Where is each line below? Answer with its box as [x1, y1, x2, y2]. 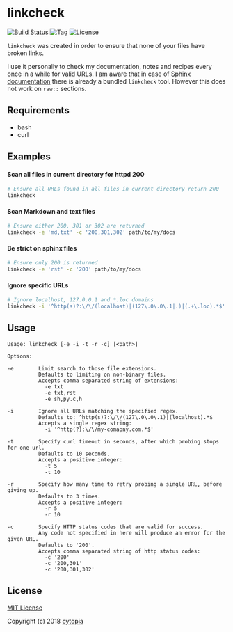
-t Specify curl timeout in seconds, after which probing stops [7, 438, 219, 445]
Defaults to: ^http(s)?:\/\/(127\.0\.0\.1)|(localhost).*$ [38, 413, 214, 420]
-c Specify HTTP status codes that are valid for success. [7, 523, 204, 530]
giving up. [7, 487, 39, 493]
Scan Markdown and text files [7, 207, 96, 215]
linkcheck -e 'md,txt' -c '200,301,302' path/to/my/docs [7, 229, 176, 236]
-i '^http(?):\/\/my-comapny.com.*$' [44, 426, 154, 433]
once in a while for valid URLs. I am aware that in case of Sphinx [7, 70, 191, 78]
